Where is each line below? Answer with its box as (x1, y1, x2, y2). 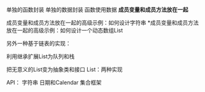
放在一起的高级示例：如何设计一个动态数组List (6, 27, 123, 34)
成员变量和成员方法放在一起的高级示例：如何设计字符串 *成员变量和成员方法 (6, 19, 199, 26)
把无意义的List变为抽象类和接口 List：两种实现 (6, 66, 123, 73)
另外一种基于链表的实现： (6, 40, 71, 47)
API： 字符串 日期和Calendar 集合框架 (6, 79, 102, 86)
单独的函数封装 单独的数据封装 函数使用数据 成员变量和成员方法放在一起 (6, 6, 188, 13)
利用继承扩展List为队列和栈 (6, 53, 75, 60)
